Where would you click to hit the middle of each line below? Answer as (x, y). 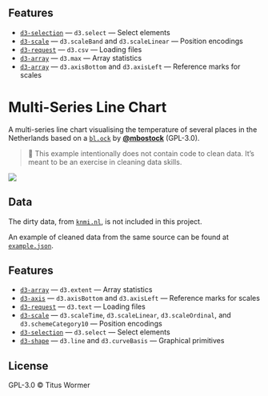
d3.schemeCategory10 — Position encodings (91, 324)
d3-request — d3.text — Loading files (82, 306)
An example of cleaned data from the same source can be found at (119, 237)
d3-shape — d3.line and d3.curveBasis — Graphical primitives (122, 341)
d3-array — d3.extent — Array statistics (86, 290)
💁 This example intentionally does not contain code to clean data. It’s (141, 153)
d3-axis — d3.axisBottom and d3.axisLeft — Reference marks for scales (140, 298)
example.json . (31, 245)
